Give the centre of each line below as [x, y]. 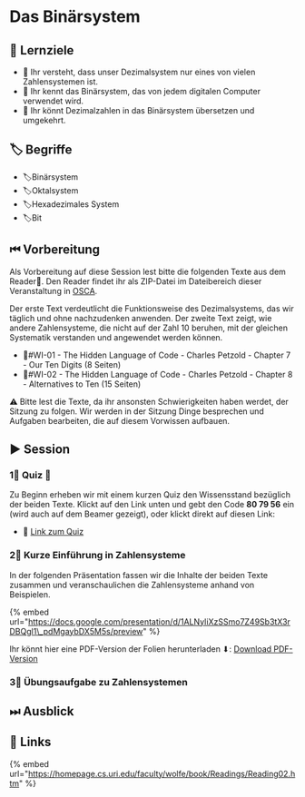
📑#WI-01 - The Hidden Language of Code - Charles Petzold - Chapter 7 [157, 355]
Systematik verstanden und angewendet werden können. [116, 337]
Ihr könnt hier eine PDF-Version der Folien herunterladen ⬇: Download [141, 649]
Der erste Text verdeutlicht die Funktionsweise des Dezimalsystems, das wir [152, 308]
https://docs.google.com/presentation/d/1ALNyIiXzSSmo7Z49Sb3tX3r [159, 621]
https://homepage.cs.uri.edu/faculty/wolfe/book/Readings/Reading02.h [162, 773]
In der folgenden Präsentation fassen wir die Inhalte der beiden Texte [139, 575]
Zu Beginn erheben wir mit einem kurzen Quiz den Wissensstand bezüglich [150, 495]
